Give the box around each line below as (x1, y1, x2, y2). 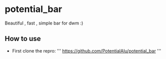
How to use (5, 34, 41, 43)
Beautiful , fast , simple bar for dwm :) (5, 20, 84, 26)
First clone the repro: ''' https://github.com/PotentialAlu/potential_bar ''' (12, 47, 161, 53)
